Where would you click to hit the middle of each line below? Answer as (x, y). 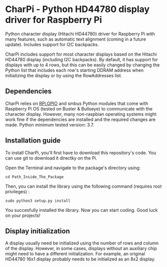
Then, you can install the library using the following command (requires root (83, 186)
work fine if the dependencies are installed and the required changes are (80, 119)
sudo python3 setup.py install (38, 201)
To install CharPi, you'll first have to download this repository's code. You (81, 153)
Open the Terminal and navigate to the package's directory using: (73, 168)
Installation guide (33, 141)
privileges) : (18, 191)
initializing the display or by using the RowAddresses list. (64, 75)
